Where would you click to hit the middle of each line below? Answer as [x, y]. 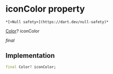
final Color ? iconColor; [31, 67]
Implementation [30, 56]
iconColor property [45, 9]
